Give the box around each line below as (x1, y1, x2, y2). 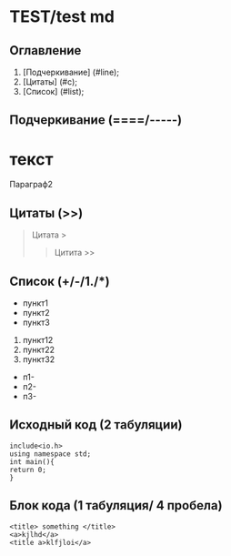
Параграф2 (9, 179, 53, 190)
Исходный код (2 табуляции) (9, 417, 183, 433)
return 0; (9, 465, 47, 474)
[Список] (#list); (22, 86, 85, 96)
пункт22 (22, 344, 55, 355)
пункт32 (22, 353, 55, 365)
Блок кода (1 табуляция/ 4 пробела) (9, 498, 223, 513)
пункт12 (22, 334, 54, 345)
